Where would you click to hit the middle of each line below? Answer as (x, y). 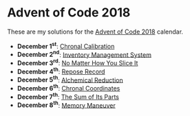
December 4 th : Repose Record (61, 71)
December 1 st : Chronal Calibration (66, 45)
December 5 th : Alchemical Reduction (70, 79)
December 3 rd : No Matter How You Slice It (77, 62)
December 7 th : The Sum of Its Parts (68, 96)
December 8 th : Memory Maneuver (66, 104)
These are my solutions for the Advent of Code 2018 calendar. (95, 32)
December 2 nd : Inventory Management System (84, 54)
